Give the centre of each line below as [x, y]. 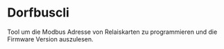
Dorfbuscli [38, 13]
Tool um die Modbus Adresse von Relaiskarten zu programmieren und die [112, 32]
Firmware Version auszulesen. [50, 39]
